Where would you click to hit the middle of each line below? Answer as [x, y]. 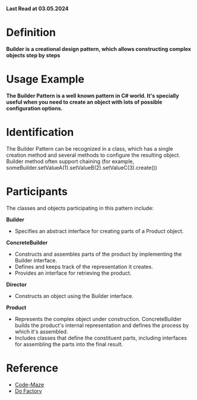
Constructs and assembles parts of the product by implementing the [98, 254]
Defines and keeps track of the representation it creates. [84, 266]
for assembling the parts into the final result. [69, 344]
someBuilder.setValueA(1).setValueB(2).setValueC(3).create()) [82, 167]
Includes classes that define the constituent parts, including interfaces [101, 338]
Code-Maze [29, 385]
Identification [40, 132]
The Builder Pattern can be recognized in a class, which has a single [90, 148]
